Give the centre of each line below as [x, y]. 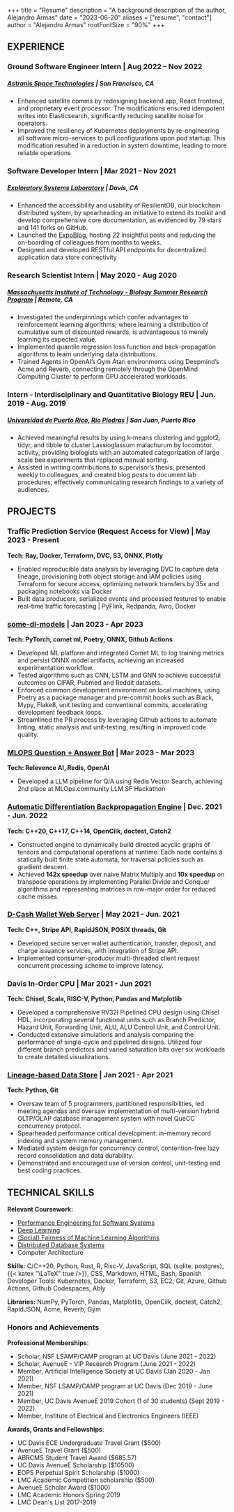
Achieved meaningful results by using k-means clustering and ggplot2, [119, 437]
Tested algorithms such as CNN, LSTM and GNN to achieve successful [119, 675]
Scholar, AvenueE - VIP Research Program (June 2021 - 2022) [107, 1364]
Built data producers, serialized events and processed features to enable [122, 598]
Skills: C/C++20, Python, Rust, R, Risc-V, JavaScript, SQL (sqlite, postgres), [116, 1266]
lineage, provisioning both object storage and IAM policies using [109, 576]
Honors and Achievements [53, 1328]
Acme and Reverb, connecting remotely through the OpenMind [108, 369]
